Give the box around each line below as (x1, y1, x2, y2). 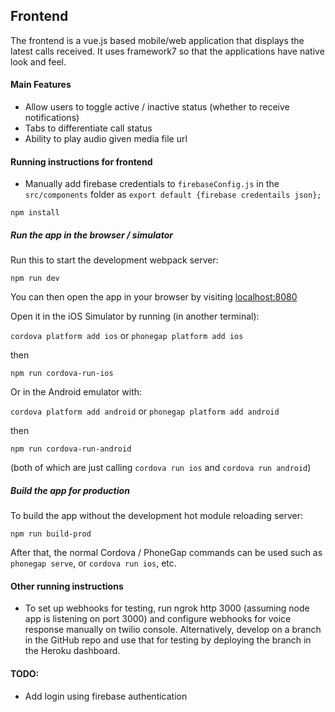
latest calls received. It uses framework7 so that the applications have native (10, 45, 325, 57)
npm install (10, 208, 60, 218)
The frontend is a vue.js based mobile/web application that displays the (10, 34, 305, 46)
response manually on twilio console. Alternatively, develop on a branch (24, 624, 322, 636)
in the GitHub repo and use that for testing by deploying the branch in (24, 634, 312, 646)
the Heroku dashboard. (24, 645, 121, 657)
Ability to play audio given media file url (24, 133, 188, 145)
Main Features (10, 79, 72, 91)
